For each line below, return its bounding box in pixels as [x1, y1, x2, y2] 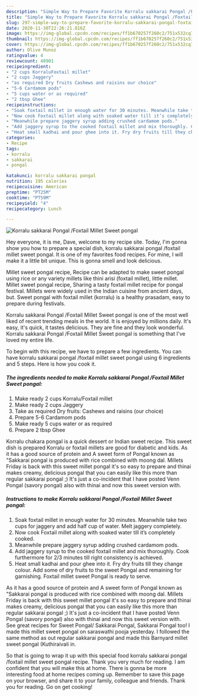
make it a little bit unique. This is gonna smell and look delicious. [6, 257, 162, 264]
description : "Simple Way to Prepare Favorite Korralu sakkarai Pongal [6, 8, 186, 15]
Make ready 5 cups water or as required [14, 420, 112, 428]
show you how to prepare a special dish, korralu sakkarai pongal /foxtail [6, 245, 181, 252]
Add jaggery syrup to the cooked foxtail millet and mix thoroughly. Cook [14, 548, 190, 555]
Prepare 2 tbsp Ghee [14, 426, 66, 434]
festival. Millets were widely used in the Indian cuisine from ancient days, [6, 287, 184, 295]
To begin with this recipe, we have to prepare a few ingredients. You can [6, 348, 181, 355]
